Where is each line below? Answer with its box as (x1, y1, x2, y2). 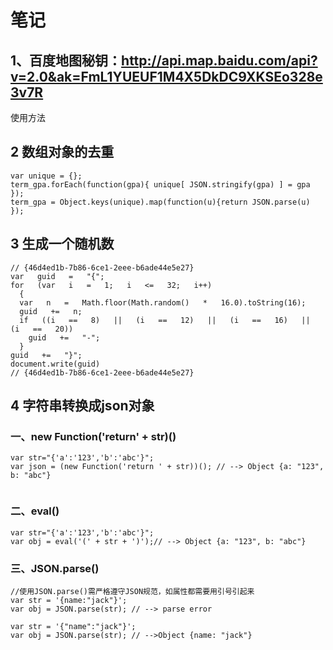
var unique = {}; (10, 171, 83, 181)
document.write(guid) (10, 359, 101, 369)
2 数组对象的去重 (10, 144, 115, 161)
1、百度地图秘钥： (10, 52, 122, 69)
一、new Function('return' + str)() (10, 429, 177, 443)
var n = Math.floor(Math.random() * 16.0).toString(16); (19, 297, 307, 308)
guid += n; (19, 306, 83, 316)
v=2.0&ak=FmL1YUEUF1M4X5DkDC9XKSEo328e (10, 68, 323, 85)
